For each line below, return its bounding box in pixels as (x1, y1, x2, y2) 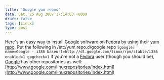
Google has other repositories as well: (5, 59, 82, 65)
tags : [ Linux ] (5, 21, 35, 26)
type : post (5, 26, 28, 30)
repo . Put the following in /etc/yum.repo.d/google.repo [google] (5, 44, 135, 50)
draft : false (5, 16, 32, 21)
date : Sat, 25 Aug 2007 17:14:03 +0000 (5, 12, 87, 17)
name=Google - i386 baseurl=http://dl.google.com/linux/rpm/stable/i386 (5, 50, 158, 54)
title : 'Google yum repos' (5, 7, 61, 12)
